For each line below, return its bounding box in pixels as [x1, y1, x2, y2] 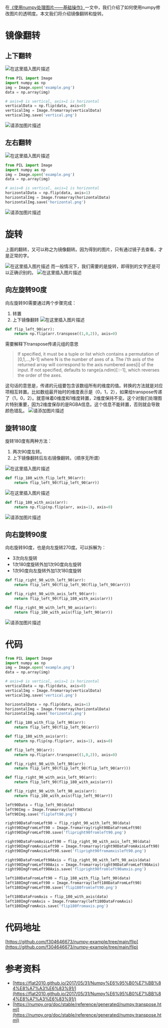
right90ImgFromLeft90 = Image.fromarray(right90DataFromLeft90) [5, 826, 142, 831]
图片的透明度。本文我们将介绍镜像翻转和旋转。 [9, 11, 106, 17]
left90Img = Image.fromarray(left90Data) [5, 807, 93, 812]
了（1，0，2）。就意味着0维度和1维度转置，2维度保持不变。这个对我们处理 [5, 395, 158, 401]
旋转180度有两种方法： [5, 438, 52, 444]
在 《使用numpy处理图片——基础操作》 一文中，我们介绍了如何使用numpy [5, 5, 156, 10]
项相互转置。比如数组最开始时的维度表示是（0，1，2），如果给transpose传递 [5, 389, 162, 395]
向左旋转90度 [5, 286, 47, 294]
